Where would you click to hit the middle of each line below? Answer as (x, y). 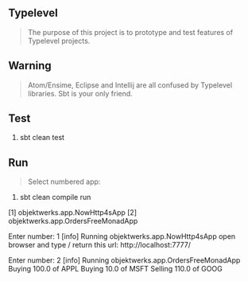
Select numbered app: (64, 181)
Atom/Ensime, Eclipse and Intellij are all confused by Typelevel (130, 85)
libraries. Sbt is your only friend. (80, 93)
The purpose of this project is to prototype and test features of (130, 32)
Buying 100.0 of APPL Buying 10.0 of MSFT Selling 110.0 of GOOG (115, 269)
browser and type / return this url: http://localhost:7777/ (99, 245)
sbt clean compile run (55, 197)
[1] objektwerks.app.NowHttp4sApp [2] (73, 213)
